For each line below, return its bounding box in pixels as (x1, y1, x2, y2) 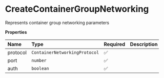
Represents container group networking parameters (5, 20, 109, 26)
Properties (5, 29, 27, 35)
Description (130, 41, 158, 48)
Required (103, 41, 125, 48)
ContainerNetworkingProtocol (31, 50, 99, 55)
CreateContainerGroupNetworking (5, 3, 149, 15)
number (31, 57, 47, 63)
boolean (31, 65, 49, 71)
